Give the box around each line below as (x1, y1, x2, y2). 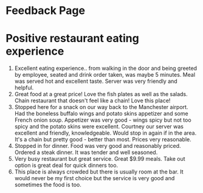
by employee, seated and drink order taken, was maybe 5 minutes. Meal (14, 71, 196, 79)
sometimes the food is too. (14, 181, 81, 189)
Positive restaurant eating (5, 32, 139, 46)
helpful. (14, 84, 34, 91)
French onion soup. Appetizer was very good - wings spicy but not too (14, 116, 192, 124)
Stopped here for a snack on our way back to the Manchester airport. (14, 104, 188, 111)
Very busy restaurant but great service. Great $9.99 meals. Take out (14, 155, 186, 163)
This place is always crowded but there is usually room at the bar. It (14, 168, 184, 175)
